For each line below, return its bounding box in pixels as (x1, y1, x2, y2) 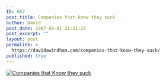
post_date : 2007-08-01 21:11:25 (6, 25, 86, 31)
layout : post (6, 36, 39, 42)
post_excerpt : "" (6, 31, 49, 37)
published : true (6, 53, 46, 59)
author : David (6, 20, 41, 26)
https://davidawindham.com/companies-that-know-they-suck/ (11, 48, 161, 53)
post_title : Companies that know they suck (6, 14, 116, 20)
